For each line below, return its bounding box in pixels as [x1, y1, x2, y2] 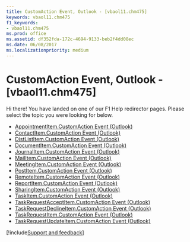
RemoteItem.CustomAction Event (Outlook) [14, 173, 121, 180]
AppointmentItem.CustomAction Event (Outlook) [14, 123, 133, 130]
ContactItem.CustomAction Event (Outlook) [14, 129, 121, 136]
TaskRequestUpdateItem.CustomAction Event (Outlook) [14, 217, 151, 224]
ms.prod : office [6, 31, 46, 37]
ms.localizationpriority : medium [6, 47, 89, 53]
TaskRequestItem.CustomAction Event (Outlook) [14, 211, 133, 218]
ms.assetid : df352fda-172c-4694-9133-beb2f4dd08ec [6, 36, 134, 42]
